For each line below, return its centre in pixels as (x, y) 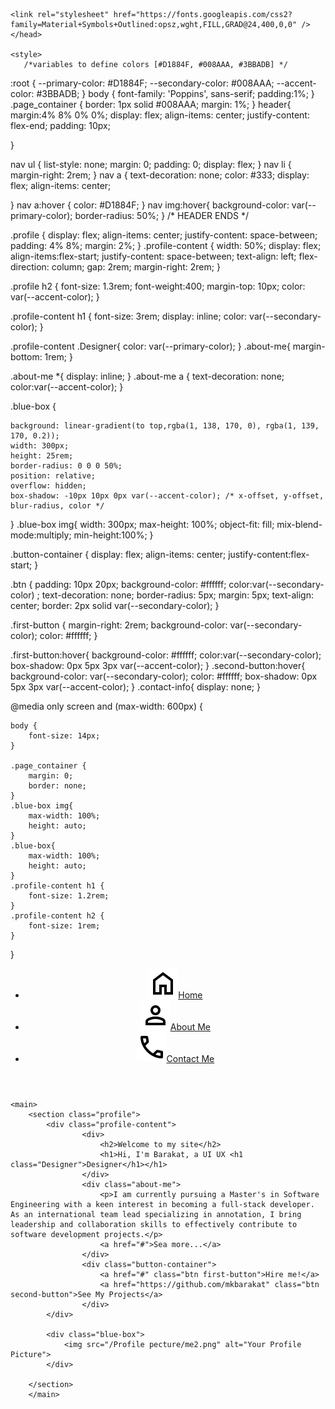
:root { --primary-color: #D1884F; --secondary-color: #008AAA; (142, 83)
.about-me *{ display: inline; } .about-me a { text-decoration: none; (147, 376)
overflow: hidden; (48, 486)
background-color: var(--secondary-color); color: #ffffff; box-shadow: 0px (164, 676)
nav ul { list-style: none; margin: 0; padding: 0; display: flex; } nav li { (151, 164)
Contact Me (190, 1058)
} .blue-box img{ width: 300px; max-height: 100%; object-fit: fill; (142, 524)
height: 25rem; (42, 456)
